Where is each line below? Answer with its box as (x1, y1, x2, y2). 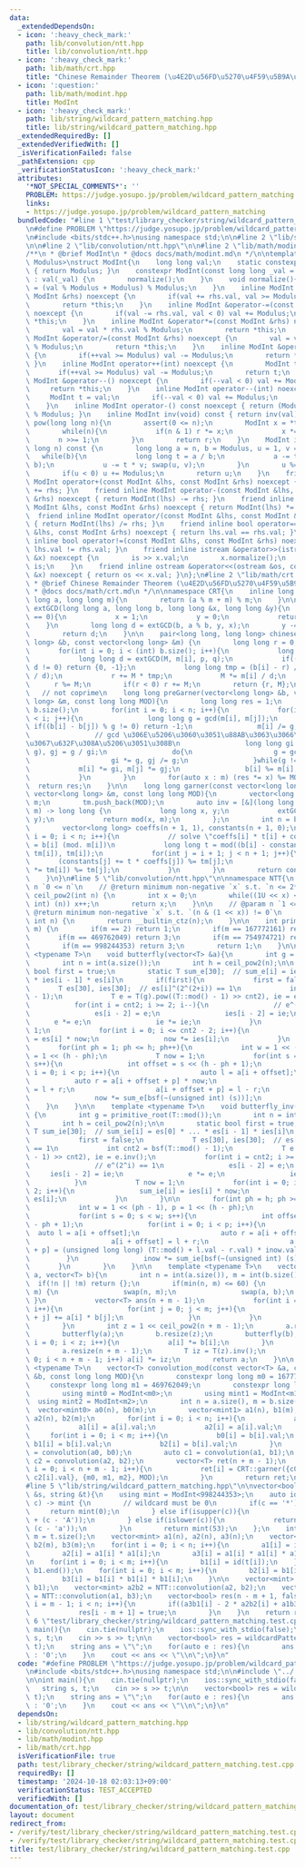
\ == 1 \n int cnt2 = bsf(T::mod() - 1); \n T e (25, 1145, 295, 1154)
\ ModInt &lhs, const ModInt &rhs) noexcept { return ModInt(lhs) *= (25, 503, 295, 512)
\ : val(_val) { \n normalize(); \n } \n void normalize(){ (25, 275, 299, 284)
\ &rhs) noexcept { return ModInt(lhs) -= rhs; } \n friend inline (25, 494, 295, 504)
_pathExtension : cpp (17, 156, 95, 166)
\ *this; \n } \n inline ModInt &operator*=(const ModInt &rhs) (25, 317, 290, 327)
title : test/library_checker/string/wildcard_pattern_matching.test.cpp (9, 1844, 290, 1853)
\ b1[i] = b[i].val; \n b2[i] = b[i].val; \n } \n (25, 1440, 282, 1449)
